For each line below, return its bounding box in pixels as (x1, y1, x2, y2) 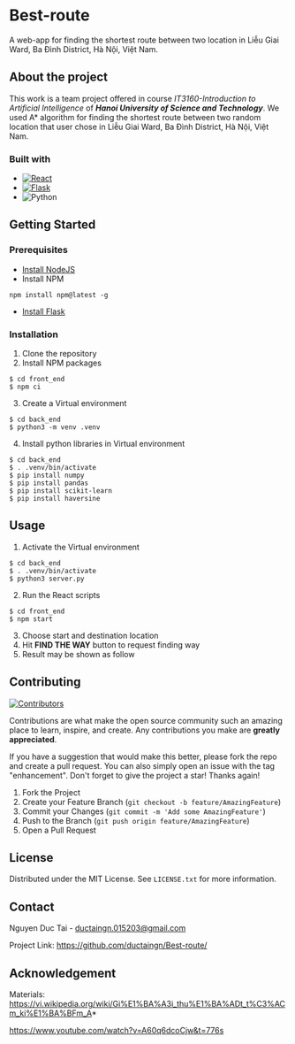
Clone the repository (21, 349, 97, 359)
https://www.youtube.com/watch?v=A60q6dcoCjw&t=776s (9, 1025, 224, 1036)
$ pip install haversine (9, 495, 101, 503)
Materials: (9, 989, 46, 1000)
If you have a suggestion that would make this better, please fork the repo (9, 751, 277, 762)
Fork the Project (21, 787, 81, 797)
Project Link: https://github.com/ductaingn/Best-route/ (9, 940, 208, 951)
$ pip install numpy (9, 471, 86, 480)
